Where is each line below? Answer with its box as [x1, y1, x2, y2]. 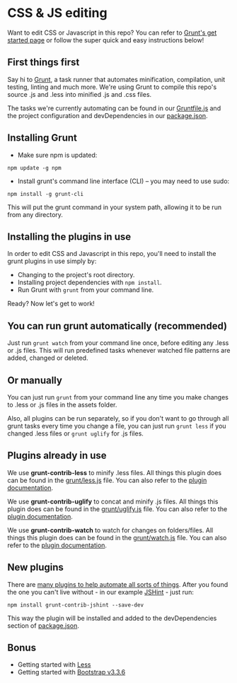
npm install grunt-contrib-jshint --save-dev [7, 601, 144, 609]
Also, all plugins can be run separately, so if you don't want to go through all [7, 414, 229, 422]
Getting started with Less [17, 660, 91, 669]
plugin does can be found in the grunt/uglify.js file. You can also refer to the [7, 504, 228, 513]
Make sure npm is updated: [17, 151, 98, 159]
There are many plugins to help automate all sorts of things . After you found [7, 580, 229, 588]
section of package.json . [7, 621, 80, 630]
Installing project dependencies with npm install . [17, 278, 162, 287]
